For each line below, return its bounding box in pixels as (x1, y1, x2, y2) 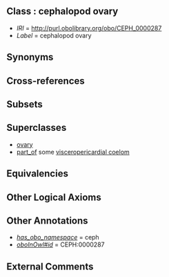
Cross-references (6, 75, 86, 87)
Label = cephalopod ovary (16, 31, 92, 39)
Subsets (6, 98, 43, 110)
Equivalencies (6, 168, 68, 179)
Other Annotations (6, 215, 88, 226)
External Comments (6, 260, 94, 272)
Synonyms (6, 51, 54, 63)
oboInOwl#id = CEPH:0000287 (16, 240, 105, 249)
